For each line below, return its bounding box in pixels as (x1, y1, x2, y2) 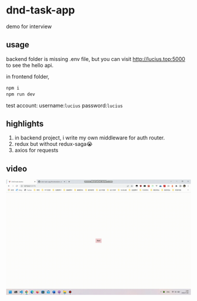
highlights (6, 118, 44, 129)
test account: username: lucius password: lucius (6, 102, 123, 109)
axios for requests (14, 147, 59, 154)
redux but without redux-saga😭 (14, 141, 93, 148)
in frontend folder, (6, 73, 50, 80)
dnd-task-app (6, 4, 75, 17)
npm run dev (6, 91, 35, 97)
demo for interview (6, 23, 52, 30)
